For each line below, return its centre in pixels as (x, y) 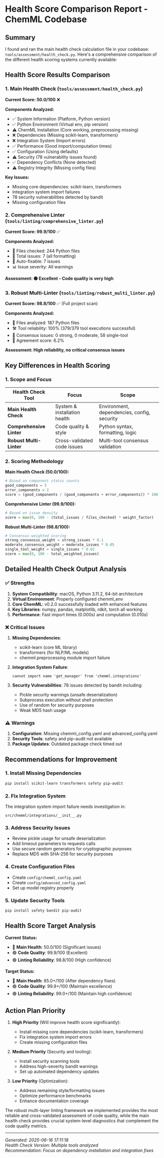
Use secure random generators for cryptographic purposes (72, 849)
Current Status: (21, 937)
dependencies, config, (124, 412)
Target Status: (20, 971)
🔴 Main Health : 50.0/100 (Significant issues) (57, 947)
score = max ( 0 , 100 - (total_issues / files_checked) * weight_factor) (79, 517)
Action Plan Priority (35, 1011)
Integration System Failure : (40, 667)
